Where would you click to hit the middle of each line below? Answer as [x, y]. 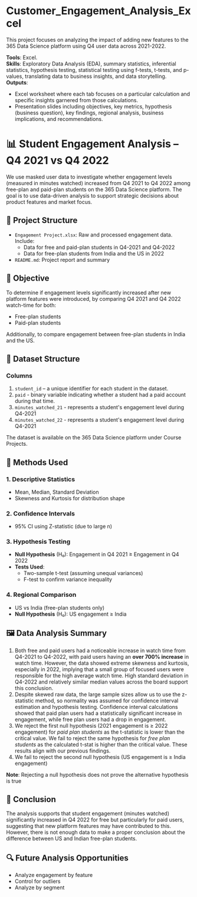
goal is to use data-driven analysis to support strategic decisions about [92, 195]
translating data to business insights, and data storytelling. [96, 76]
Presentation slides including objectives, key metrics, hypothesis [93, 106]
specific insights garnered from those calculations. [76, 100]
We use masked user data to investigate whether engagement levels [89, 177]
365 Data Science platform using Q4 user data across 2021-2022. [86, 46]
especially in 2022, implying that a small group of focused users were [99, 669]
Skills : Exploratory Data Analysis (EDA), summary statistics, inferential [91, 64]
